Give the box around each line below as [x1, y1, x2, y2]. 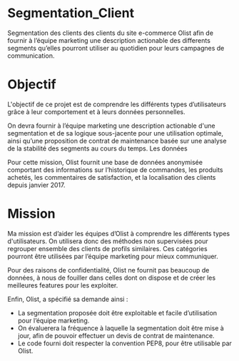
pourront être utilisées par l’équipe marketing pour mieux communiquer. [7, 252, 219, 260]
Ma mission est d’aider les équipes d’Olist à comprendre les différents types [7, 229, 230, 238]
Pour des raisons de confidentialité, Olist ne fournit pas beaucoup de [7, 265, 210, 274]
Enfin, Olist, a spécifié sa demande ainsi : [7, 295, 128, 303]
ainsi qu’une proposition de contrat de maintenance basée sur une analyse [7, 136, 227, 145]
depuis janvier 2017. [7, 180, 66, 189]
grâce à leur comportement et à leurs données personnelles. [7, 107, 185, 116]
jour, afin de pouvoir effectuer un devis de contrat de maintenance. [17, 331, 215, 340]
